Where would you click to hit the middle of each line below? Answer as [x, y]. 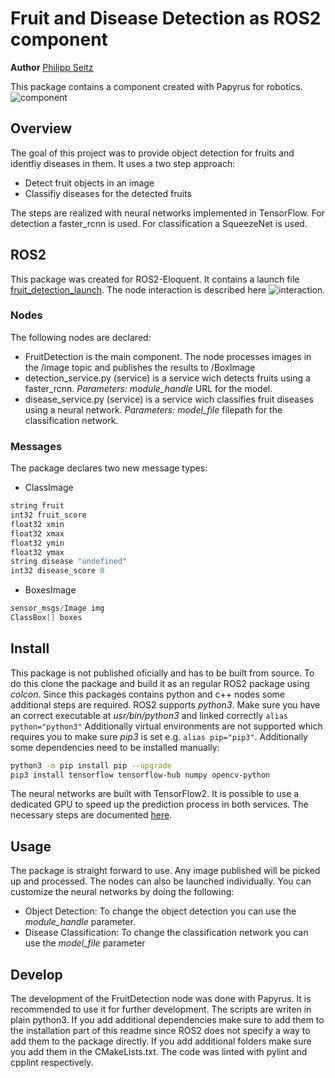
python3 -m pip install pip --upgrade [91, 765]
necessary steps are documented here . [91, 815]
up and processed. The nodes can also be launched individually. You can [161, 881]
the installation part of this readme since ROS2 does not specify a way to [160, 1031]
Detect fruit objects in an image [89, 183]
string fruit [37, 506]
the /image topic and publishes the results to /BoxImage [140, 367]
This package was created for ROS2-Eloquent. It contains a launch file [155, 279]
